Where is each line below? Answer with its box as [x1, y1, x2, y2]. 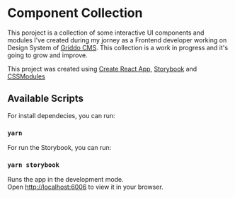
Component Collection [7, 5, 143, 21]
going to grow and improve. [7, 51, 88, 59]
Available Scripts [7, 93, 84, 105]
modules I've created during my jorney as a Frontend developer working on [7, 35, 227, 44]
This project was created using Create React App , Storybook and [7, 64, 197, 73]
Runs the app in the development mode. [7, 175, 124, 184]
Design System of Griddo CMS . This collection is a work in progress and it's [7, 43, 229, 52]
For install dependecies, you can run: [7, 111, 115, 120]
